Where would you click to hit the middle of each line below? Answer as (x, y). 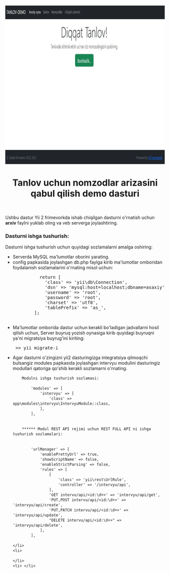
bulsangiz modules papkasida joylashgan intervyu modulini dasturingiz (86, 363)
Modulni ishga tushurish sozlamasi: (60, 378)
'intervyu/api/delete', (38, 525)
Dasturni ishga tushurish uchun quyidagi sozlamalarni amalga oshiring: (79, 247)
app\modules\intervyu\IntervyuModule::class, (61, 404)
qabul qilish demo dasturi (85, 194)
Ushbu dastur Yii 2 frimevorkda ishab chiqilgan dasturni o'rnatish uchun (80, 217)
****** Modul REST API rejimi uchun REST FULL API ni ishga (87, 429)
